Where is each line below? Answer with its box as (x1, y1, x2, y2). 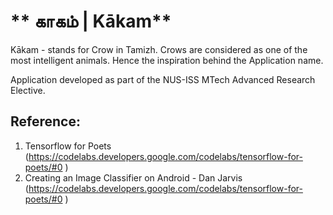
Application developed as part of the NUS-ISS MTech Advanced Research (10, 73, 316, 85)
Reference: (10, 113, 81, 130)
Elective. (10, 84, 46, 96)
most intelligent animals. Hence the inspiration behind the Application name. (10, 54, 324, 66)
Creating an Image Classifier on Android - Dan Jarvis (24, 171, 243, 184)
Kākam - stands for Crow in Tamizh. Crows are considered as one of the (10, 43, 308, 55)
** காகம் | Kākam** (10, 10, 172, 33)
